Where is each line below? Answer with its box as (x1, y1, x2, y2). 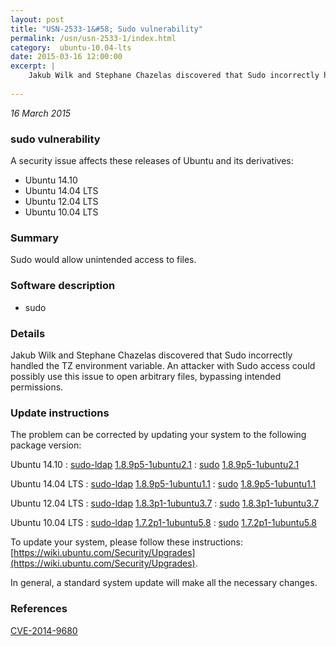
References (10, 602, 68, 616)
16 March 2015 (10, 107, 72, 119)
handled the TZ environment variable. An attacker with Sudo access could (10, 359, 316, 371)
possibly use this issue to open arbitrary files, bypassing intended (10, 370, 282, 382)
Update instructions (10, 406, 110, 420)
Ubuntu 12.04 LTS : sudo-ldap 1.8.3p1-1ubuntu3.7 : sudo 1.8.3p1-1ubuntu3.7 (10, 497, 320, 510)
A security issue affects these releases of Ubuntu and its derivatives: (10, 155, 294, 167)
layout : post (10, 14, 65, 25)
